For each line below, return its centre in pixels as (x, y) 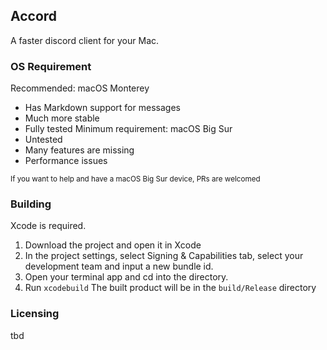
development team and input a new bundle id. (119, 266)
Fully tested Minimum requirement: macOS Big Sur (128, 129)
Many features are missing (79, 150)
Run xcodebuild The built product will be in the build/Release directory (170, 288)
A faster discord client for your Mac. (85, 40)
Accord (34, 16)
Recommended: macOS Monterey (80, 88)
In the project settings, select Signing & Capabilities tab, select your (164, 256)
